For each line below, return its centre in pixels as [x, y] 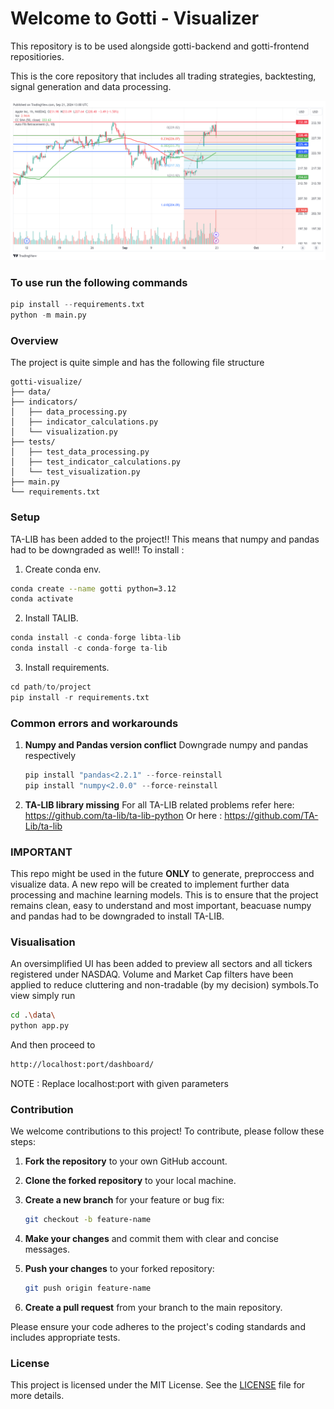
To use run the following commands [99, 282]
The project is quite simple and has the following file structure [137, 363]
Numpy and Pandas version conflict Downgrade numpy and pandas [166, 745]
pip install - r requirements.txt [80, 697]
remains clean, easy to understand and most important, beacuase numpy [161, 906]
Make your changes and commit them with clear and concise [152, 1239]
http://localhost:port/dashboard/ [82, 1065]
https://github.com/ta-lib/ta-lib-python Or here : [123, 815]
